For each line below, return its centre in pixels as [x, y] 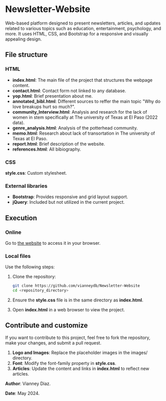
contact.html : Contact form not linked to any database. [69, 91]
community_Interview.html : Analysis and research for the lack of [80, 112]
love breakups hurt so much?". [44, 107]
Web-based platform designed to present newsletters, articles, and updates [83, 23]
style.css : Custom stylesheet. [36, 173]
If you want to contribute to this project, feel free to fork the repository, [78, 337]
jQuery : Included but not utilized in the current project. [69, 202]
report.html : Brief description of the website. [59, 144]
